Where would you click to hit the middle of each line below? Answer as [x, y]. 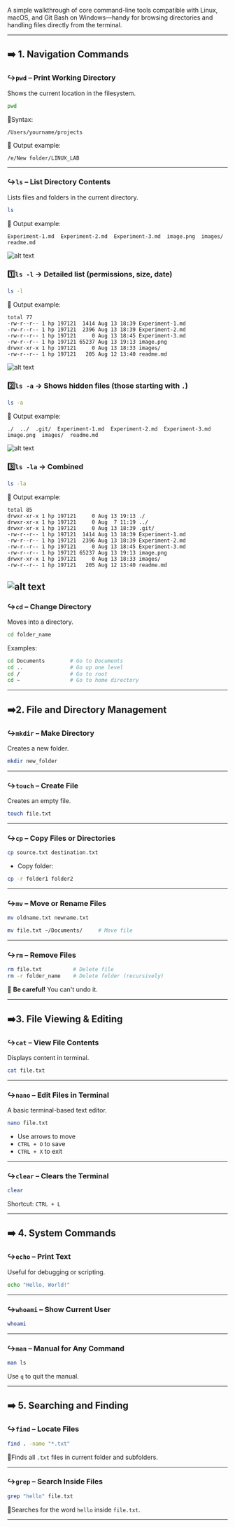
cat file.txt [26, 1071]
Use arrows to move [46, 1136]
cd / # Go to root [58, 674]
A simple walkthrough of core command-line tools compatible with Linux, [113, 10]
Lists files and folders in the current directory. [73, 197]
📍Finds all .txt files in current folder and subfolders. [83, 1457]
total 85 [20, 510]
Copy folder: [35, 866]
